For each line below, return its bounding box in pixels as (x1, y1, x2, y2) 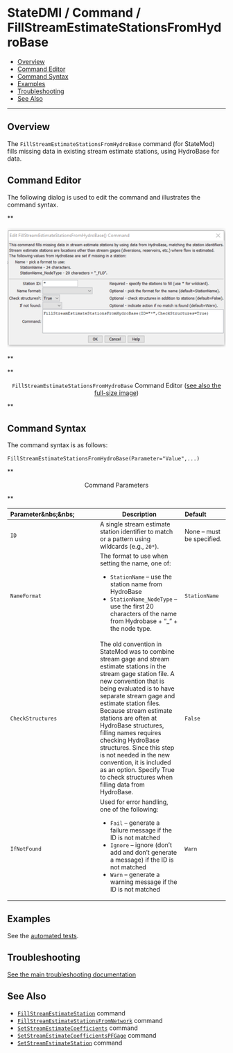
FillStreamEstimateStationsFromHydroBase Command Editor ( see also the (11, 381, 222, 390)
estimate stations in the (100, 662, 166, 670)
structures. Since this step (100, 743, 175, 752)
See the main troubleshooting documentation (7, 970, 137, 979)
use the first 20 (110, 602, 154, 611)
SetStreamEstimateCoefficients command (17, 1024, 138, 1032)
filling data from (100, 780, 145, 789)
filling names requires (100, 729, 162, 737)
